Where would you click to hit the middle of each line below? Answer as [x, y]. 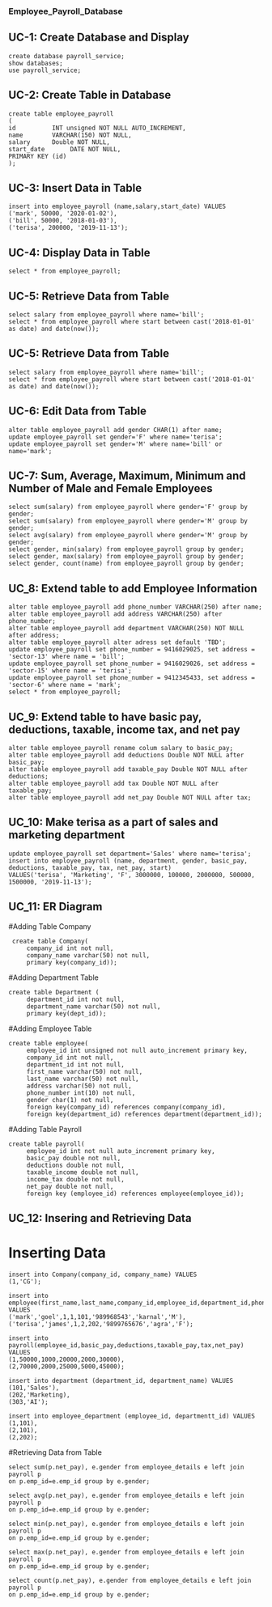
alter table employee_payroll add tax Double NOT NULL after [114, 784]
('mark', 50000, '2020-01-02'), [63, 214]
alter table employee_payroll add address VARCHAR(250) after [115, 614]
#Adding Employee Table [50, 1028]
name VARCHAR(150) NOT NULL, [70, 135]
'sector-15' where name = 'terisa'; [70, 671]
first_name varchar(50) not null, [85, 1071]
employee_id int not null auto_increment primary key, [121, 1151]
